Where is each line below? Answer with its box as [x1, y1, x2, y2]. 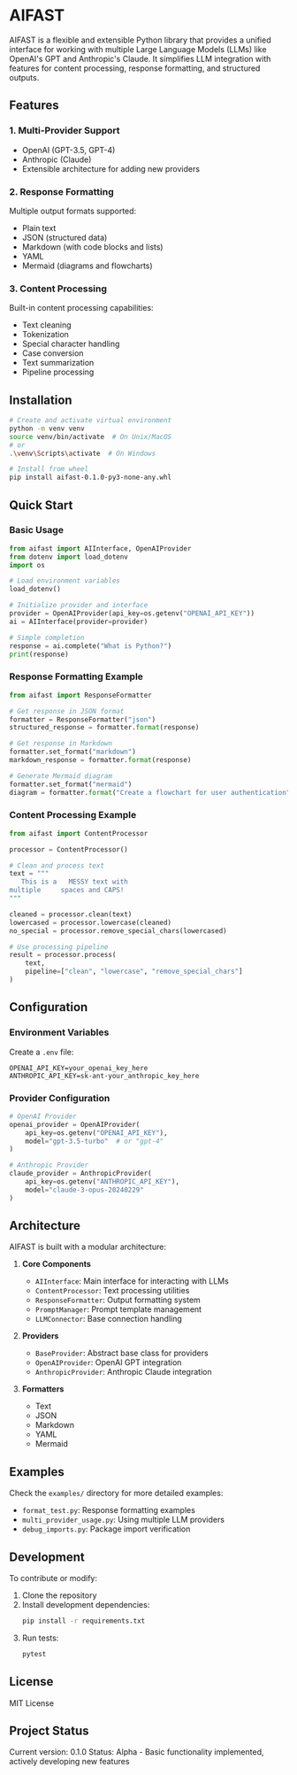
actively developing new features [9, 1756, 130, 1767]
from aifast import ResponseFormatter [9, 691, 152, 699]
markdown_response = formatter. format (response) [9, 756, 192, 765]
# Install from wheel [9, 465, 89, 474]
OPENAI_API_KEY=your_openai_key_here [9, 1063, 148, 1072]
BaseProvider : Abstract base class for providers [34, 1347, 209, 1359]
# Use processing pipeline [9, 942, 109, 952]
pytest [21, 1649, 47, 1658]
